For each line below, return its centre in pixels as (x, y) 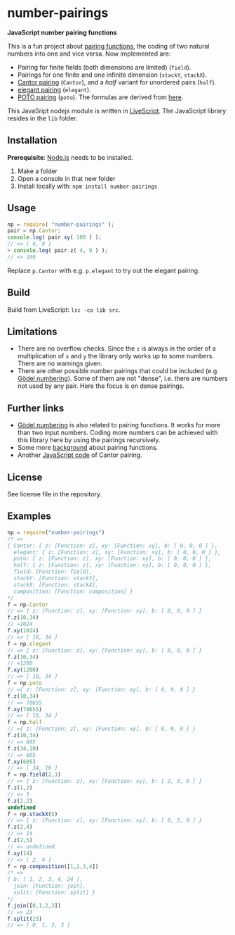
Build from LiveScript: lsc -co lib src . (64, 309)
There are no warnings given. (60, 363)
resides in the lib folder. (42, 118)
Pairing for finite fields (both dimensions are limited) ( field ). (104, 67)
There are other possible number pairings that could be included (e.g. (118, 371)
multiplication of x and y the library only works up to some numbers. (115, 356)
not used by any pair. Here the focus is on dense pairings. (101, 386)
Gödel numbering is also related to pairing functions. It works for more (119, 425)
